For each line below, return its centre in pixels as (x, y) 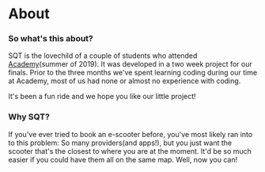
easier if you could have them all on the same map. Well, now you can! (123, 159)
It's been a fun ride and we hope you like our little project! (102, 97)
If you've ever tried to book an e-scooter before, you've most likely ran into (131, 134)
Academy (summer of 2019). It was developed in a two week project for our (130, 64)
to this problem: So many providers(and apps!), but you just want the (120, 143)
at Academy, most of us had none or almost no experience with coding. (125, 81)
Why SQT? (29, 117)
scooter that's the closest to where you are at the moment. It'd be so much (130, 151)
